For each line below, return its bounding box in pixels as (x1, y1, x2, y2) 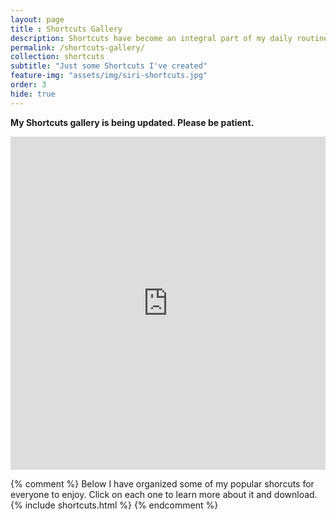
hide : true (10, 89, 56, 99)
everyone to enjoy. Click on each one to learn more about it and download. (10, 488, 318, 500)
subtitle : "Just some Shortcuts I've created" (10, 61, 208, 71)
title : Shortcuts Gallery (10, 24, 123, 34)
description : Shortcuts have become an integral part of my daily (10, 33, 293, 43)
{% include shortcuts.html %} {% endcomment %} (10, 499, 219, 511)
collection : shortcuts (10, 52, 105, 62)
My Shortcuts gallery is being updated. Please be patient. (10, 116, 255, 128)
